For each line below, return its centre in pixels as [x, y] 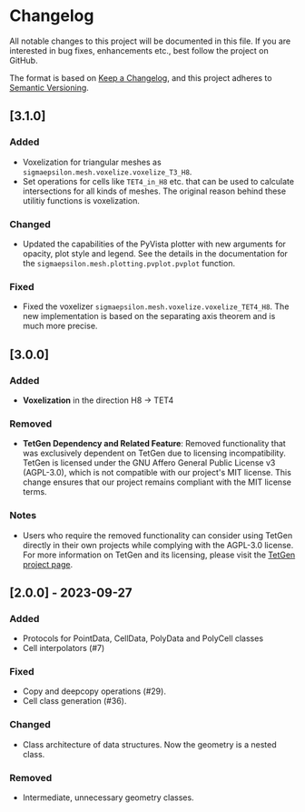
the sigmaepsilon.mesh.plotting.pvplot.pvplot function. [129, 263]
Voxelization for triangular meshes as [92, 162]
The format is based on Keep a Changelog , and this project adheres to [141, 77]
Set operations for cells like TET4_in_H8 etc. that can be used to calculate [158, 181]
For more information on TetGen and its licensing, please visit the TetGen [159, 555]
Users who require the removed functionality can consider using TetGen [157, 535]
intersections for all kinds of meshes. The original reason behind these [154, 191]
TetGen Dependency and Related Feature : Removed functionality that [154, 444]
